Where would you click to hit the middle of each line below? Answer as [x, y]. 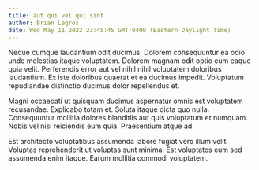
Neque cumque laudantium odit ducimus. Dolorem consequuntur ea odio [127, 53]
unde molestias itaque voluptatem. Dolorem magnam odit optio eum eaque [129, 61]
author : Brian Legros [44, 23]
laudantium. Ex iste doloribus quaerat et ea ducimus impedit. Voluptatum [126, 78]
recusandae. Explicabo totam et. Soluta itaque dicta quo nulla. [109, 109]
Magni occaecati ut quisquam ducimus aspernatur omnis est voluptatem [126, 101]
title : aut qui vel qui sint [56, 15]
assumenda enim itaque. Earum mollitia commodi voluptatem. [108, 158]
